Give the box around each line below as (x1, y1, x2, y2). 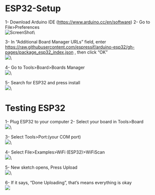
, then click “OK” (75, 49, 108, 55)
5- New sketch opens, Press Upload (5, 164, 78, 170)
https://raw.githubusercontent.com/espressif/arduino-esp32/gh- (5, 44, 135, 50)
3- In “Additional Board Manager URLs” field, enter (5, 39, 106, 44)
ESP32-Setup (5, 3, 61, 14)
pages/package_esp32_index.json (5, 49, 74, 55)
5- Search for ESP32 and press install (5, 79, 80, 85)
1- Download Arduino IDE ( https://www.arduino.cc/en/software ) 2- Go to (5, 19, 150, 25)
